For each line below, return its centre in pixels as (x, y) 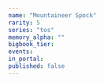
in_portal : (26, 59)
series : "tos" (32, 30)
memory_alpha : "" (37, 37)
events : (21, 52)
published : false (37, 66)
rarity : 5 (24, 23)
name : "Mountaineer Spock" (52, 15)
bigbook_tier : (32, 45)
